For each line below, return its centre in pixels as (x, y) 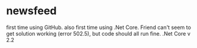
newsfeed (31, 11)
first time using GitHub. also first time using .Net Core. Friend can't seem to (98, 27)
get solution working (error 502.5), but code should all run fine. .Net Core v (98, 33)
